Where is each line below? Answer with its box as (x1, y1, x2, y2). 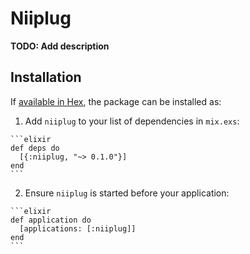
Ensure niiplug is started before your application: (24, 187, 230, 199)
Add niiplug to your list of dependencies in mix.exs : (24, 115, 240, 127)
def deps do (10, 143, 60, 153)
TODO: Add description (10, 40, 110, 52)
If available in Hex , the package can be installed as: (10, 95, 222, 107)
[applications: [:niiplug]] (19, 223, 137, 234)
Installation (10, 69, 82, 86)
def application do (10, 215, 92, 225)
